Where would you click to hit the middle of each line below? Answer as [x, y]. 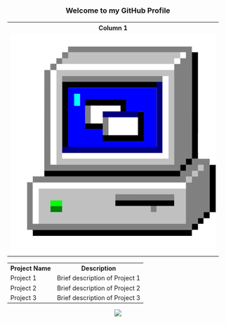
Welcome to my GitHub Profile [118, 11]
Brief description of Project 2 [99, 288]
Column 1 [113, 27]
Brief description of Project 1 [99, 278]
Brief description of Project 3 [99, 297]
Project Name [31, 268]
